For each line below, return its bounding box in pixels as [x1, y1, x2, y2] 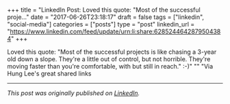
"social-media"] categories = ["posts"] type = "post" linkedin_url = [7, 20, 195, 28]
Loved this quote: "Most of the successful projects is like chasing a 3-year [7, 48, 217, 56]
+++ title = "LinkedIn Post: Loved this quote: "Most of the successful [7, 6, 201, 14]
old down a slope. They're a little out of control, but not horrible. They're [7, 55, 211, 63]
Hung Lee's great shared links [7, 69, 92, 77]
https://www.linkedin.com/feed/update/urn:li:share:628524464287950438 [10, 27, 221, 35]
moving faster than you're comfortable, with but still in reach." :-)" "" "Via [7, 63, 214, 70]
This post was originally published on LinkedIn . [7, 89, 140, 97]
